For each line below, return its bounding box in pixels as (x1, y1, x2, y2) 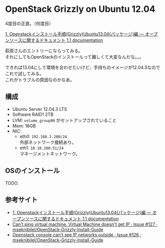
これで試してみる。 (5, 70, 44, 76)
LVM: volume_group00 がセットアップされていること (12, 117, 117, 123)
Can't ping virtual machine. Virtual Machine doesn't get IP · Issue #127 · (12, 221, 158, 227)
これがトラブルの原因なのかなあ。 (5, 77, 75, 83)
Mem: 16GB (12, 123, 36, 129)
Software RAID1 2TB (12, 111, 54, 117)
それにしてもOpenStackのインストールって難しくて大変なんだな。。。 (5, 53, 144, 60)
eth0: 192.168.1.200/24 (19, 133, 67, 139)
